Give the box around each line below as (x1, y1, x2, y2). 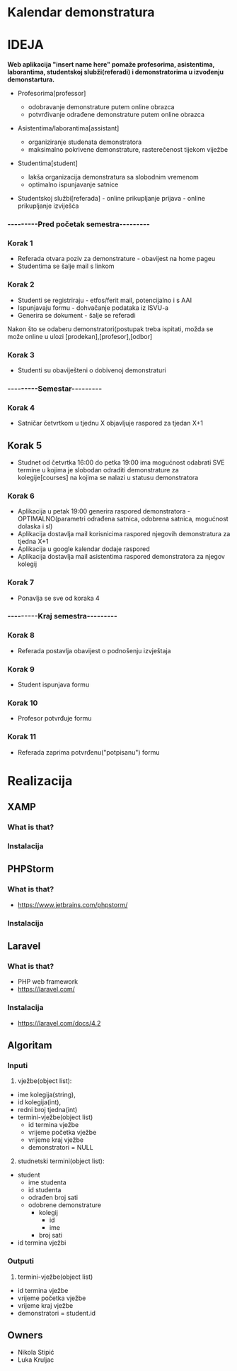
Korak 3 (7, 350, 35, 360)
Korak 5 (7, 439, 42, 451)
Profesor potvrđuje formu (17, 714, 92, 723)
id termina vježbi (17, 1238, 67, 1247)
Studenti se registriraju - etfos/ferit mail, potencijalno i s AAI (17, 296, 192, 304)
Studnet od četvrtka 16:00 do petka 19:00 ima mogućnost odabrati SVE (17, 458, 225, 467)
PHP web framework (17, 977, 79, 986)
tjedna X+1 (17, 537, 49, 546)
